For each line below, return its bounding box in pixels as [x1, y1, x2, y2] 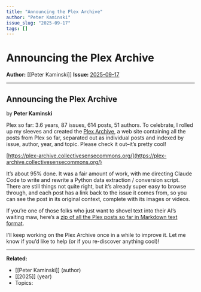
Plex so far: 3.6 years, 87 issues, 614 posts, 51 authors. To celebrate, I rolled [6, 121, 193, 129]
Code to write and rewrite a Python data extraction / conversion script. [6, 177, 180, 183]
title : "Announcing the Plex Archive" [6, 8, 103, 15]
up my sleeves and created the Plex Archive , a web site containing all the [6, 128, 186, 135]
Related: [6, 255, 28, 262]
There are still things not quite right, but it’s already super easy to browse [6, 183, 187, 190]
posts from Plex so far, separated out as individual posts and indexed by [6, 134, 184, 141]
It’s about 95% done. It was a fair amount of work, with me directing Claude [6, 170, 193, 177]
